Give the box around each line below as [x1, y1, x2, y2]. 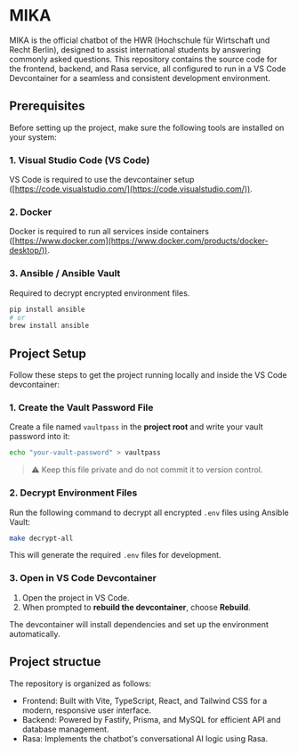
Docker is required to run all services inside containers [9, 226, 209, 237]
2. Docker [9, 206, 52, 218]
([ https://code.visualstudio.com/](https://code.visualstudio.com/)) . [9, 184, 254, 194]
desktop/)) [9, 245, 48, 256]
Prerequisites [9, 99, 85, 114]
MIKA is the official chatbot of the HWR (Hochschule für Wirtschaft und [9, 35, 270, 45]
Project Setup [9, 346, 87, 361]
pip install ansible [9, 305, 86, 314]
